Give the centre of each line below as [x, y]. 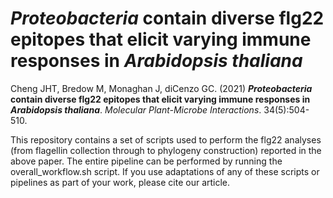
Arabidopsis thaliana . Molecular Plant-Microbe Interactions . [136, 109]
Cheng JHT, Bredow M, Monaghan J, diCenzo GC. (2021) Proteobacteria [161, 88]
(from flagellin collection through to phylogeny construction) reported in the [166, 150]
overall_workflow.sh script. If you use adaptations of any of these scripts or [165, 171]
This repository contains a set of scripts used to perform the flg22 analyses [166, 139]
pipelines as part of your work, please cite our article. [120, 182]
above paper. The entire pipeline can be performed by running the [146, 161]
